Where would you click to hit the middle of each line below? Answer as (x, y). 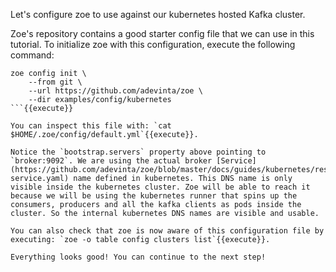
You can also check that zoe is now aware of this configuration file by (167, 231)
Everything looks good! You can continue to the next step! (138, 257)
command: (32, 55)
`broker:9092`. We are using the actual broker (111, 161)
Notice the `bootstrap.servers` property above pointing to (138, 152)
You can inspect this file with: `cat (91, 126)
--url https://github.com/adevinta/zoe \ (115, 91)
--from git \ (55, 82)
